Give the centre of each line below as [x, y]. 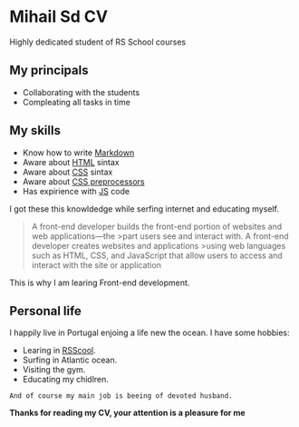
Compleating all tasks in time [77, 102]
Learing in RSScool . [59, 351]
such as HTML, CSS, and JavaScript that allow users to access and [157, 255]
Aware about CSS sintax [68, 172]
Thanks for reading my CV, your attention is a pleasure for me [128, 413]
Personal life [45, 311]
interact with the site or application [96, 264]
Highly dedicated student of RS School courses [98, 42]
